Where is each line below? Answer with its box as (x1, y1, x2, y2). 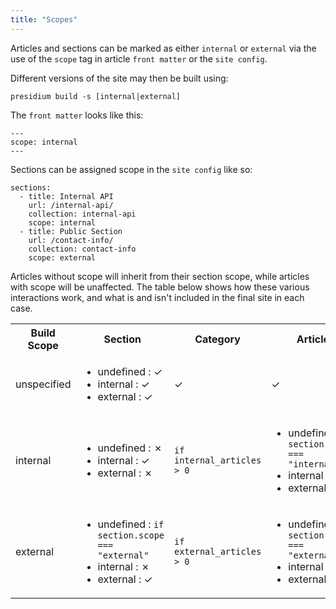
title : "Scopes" (10, 14, 78, 25)
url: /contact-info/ (28, 235, 114, 245)
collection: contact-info (28, 244, 137, 254)
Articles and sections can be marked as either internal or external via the (10, 42, 317, 54)
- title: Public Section (19, 226, 123, 236)
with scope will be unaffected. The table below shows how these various (10, 281, 310, 293)
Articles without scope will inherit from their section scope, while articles (10, 270, 310, 282)
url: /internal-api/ (28, 200, 114, 210)
